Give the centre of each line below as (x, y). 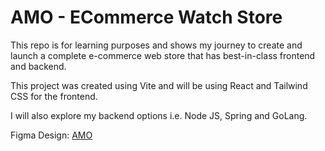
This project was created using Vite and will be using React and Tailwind (159, 85)
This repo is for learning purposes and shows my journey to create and (156, 45)
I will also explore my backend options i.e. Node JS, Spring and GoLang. (159, 115)
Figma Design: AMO (51, 135)
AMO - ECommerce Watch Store (146, 17)
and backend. (38, 66)
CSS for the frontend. (54, 96)
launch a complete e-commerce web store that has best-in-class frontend (163, 55)
